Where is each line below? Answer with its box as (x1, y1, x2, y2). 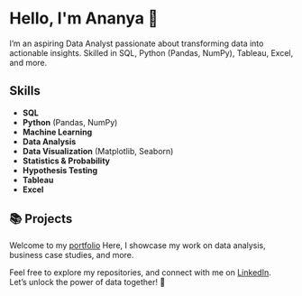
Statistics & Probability (22, 155, 111, 166)
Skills (9, 83, 41, 98)
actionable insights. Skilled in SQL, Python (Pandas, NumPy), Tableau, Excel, (9, 47, 294, 58)
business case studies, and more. (9, 249, 134, 260)
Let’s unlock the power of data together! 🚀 (9, 276, 166, 287)
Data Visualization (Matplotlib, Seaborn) (22, 145, 174, 156)
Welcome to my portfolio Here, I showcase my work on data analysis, (9, 239, 266, 251)
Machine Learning (22, 126, 93, 137)
